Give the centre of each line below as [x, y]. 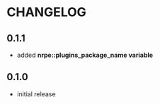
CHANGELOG [46, 12]
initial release [36, 94]
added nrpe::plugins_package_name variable [85, 55]
